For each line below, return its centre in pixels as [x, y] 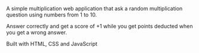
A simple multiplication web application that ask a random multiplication [94, 9]
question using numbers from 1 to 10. [52, 15]
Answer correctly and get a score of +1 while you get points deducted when [99, 26]
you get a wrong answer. [37, 32]
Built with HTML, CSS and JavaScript [52, 44]
